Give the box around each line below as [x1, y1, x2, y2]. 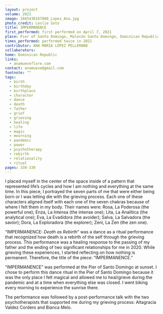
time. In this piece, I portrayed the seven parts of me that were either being [5, 189, 155, 195]
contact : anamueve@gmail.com [5, 66, 64, 71]
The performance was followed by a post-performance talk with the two [5, 294, 149, 300]
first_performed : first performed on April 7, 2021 [5, 30, 112, 34]
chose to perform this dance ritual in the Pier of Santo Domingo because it [5, 269, 154, 275]
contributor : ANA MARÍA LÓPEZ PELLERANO [5, 43, 88, 48]
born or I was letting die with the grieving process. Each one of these [5, 194, 143, 199]
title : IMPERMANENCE [5, 25, 47, 30]
